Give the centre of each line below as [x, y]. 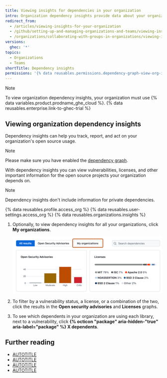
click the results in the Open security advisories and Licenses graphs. [85, 306]
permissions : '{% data [29, 74]
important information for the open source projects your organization [76, 175]
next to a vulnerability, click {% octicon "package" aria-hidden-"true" [85, 321]
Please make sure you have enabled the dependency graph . [67, 160]
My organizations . [32, 229]
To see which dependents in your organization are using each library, [83, 316]
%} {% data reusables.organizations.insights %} [96, 215]
